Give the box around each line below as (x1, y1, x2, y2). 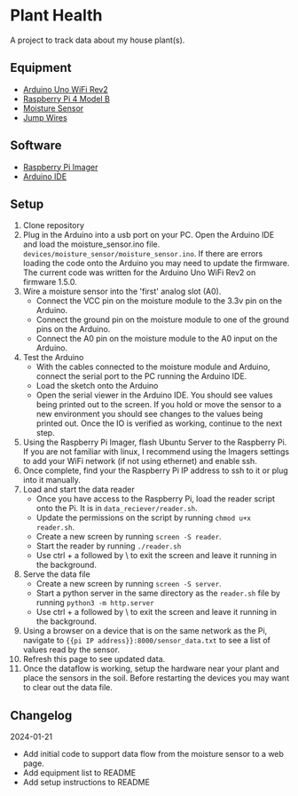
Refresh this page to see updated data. (22, 654, 166, 665)
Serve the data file (22, 569, 91, 579)
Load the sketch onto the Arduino (35, 381, 159, 391)
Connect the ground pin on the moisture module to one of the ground (35, 314, 289, 325)
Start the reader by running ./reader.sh (35, 540, 182, 551)
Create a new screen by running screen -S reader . (35, 532, 222, 542)
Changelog (10, 707, 73, 723)
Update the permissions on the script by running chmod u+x (35, 512, 252, 524)
